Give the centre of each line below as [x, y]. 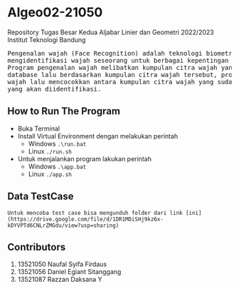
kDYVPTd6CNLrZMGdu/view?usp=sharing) [63, 225]
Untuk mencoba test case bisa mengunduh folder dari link [95, 213]
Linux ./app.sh [50, 174]
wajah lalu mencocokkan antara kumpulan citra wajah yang [111, 82]
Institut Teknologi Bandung [47, 39]
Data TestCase [41, 197]
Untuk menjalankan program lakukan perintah [84, 158]
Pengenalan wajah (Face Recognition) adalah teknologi [105, 53]
